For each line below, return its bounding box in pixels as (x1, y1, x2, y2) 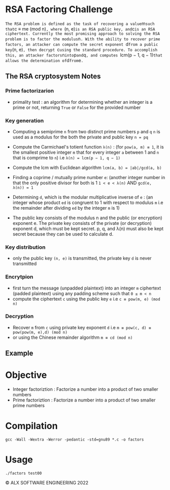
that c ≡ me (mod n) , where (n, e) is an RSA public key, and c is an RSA (5, 25, 155, 32)
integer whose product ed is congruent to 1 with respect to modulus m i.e (12, 199, 163, 206)
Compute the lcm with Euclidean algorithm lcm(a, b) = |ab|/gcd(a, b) (12, 164, 162, 170)
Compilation (5, 420, 58, 432)
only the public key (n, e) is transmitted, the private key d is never (12, 255, 152, 262)
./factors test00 (5, 471, 42, 476)
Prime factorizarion (5, 88, 54, 95)
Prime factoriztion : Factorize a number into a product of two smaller (12, 397, 156, 403)
